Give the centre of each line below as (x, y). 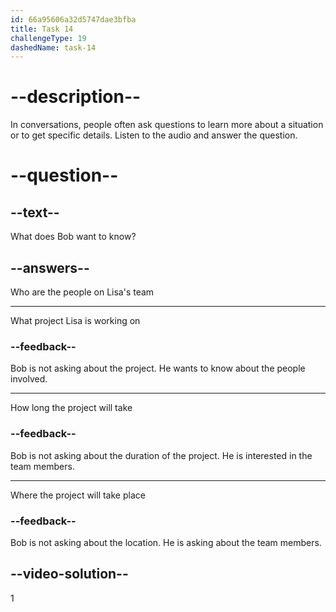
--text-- (35, 212)
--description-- (76, 97)
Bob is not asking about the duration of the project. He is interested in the (161, 455)
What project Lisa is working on (75, 320)
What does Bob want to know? (73, 237)
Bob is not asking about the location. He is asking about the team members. (166, 542)
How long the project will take (71, 408)
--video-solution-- (69, 574)
